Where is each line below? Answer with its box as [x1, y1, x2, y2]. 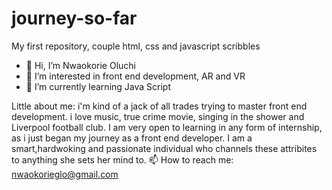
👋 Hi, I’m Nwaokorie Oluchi [25, 59, 136, 71]
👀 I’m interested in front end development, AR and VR [25, 70, 246, 82]
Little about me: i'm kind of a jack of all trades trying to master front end [11, 100, 308, 112]
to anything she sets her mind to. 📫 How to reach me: [11, 153, 234, 166]
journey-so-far [11, 7, 138, 30]
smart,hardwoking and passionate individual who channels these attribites [11, 142, 318, 154]
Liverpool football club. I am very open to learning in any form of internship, [11, 121, 323, 133]
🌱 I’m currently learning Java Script [25, 80, 171, 92]
